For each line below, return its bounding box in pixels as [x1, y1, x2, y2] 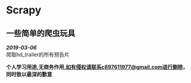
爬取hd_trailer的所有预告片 [6, 51, 70, 58]
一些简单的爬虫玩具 [6, 28, 75, 38]
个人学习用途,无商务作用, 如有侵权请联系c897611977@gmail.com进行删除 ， [6, 64, 188, 70]
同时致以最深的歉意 [6, 71, 53, 78]
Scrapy [6, 4, 42, 17]
